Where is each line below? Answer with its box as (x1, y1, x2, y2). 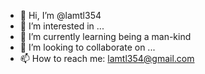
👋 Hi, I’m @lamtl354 (19, 10, 102, 21)
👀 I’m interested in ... (19, 20, 105, 32)
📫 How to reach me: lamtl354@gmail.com (19, 53, 195, 64)
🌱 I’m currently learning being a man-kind (19, 31, 192, 42)
